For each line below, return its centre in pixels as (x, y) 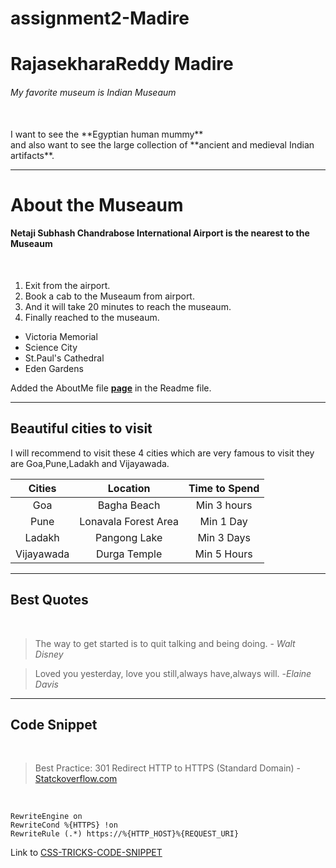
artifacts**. (32, 155)
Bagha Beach (129, 505)
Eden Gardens (54, 368)
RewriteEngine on (46, 817)
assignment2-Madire (100, 18)
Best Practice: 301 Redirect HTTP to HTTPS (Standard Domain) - (168, 768)
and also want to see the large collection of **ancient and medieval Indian (162, 144)
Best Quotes (49, 600)
